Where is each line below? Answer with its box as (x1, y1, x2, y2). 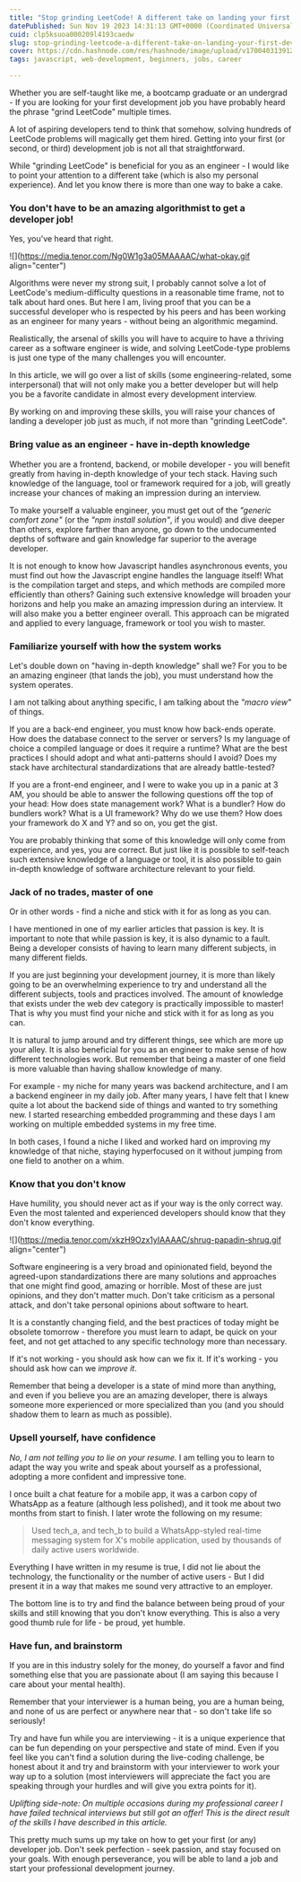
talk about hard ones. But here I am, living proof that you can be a (9, 297, 251, 308)
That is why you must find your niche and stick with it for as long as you (9, 1007, 275, 1019)
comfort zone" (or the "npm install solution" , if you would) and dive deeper (9, 514, 285, 525)
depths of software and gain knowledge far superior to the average (9, 533, 257, 544)
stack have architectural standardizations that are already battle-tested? (9, 761, 275, 772)
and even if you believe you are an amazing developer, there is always (9, 1390, 269, 1401)
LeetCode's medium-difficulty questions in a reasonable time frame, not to (9, 287, 285, 298)
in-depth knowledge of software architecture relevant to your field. (9, 863, 255, 874)
